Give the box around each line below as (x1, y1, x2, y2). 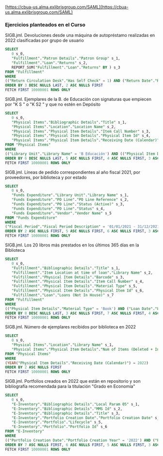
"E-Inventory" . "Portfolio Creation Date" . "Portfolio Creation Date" (11, 415, 153, 420)
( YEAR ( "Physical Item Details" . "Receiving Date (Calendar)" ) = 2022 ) (5, 360, 149, 365)
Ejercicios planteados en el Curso (5, 21, 86, 28)
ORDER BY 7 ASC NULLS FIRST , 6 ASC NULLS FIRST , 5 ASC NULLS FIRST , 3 (5, 442, 151, 447)
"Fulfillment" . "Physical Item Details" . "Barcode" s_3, (11, 275, 125, 279)
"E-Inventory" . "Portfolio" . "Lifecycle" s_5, (11, 420, 103, 425)
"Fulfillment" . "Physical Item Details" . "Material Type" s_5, (11, 284, 138, 289)
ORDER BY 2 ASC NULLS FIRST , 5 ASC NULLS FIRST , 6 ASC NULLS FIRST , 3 (5, 229, 151, 234)
